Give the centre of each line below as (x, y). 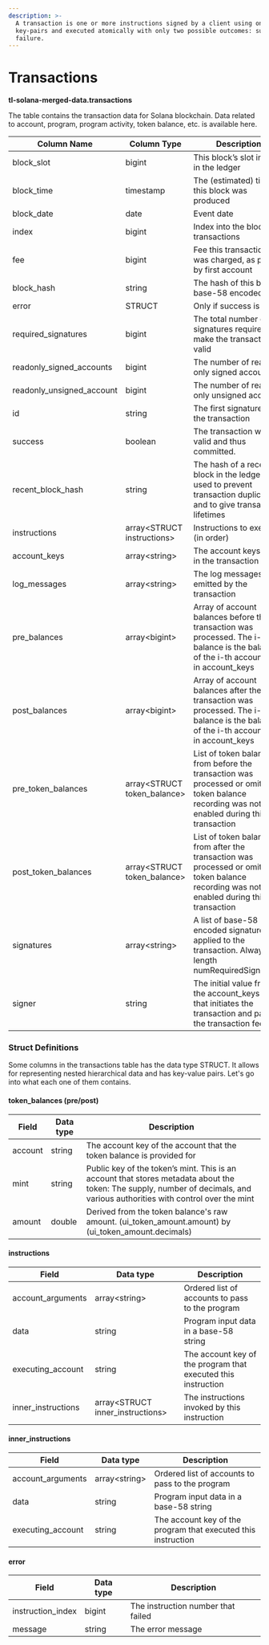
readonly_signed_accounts (62, 368)
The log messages (228, 574)
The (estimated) (223, 181)
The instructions (215, 1397)
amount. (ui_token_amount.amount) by (158, 1221)
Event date (213, 214)
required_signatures (50, 334)
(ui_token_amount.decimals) (139, 1232)
